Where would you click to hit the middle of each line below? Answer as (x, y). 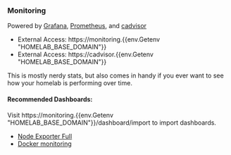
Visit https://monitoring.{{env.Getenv (61, 115)
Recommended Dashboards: (50, 99)
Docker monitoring (44, 144)
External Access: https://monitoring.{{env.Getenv (89, 39)
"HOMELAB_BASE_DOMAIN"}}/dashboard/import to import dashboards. (112, 123)
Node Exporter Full (45, 136)
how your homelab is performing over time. (70, 83)
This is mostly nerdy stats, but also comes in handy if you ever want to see (115, 75)
